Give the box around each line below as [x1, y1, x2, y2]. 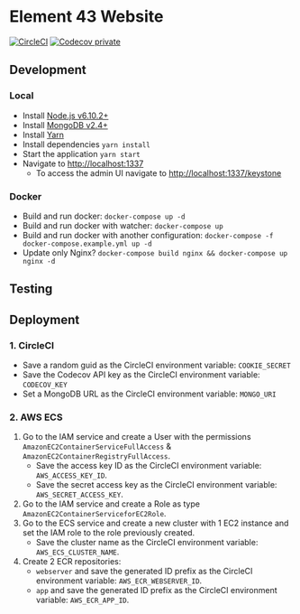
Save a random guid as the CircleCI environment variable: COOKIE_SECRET [22, 359, 291, 370]
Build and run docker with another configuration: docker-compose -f [22, 229, 274, 240]
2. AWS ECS [9, 411, 63, 423]
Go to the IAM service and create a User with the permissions [22, 432, 251, 442]
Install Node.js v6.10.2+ [22, 110, 109, 121]
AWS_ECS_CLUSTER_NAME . [35, 546, 120, 557]
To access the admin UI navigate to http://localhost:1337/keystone [35, 167, 282, 178]
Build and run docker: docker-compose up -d [22, 210, 186, 221]
